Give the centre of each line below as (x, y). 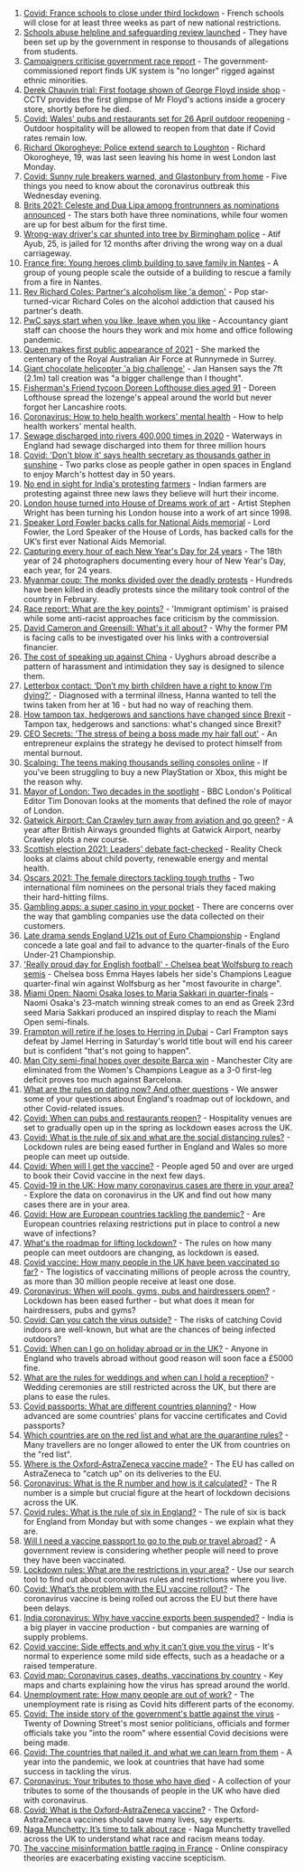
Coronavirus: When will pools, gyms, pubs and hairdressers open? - (149, 1291)
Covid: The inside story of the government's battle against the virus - (151, 1714)
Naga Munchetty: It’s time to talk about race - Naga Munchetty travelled (157, 1829)
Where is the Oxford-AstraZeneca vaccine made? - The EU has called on (159, 1464)
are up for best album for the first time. (95, 224)
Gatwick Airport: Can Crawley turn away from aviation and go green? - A (158, 820)
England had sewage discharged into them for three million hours (145, 445)
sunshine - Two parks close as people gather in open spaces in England (157, 464)
